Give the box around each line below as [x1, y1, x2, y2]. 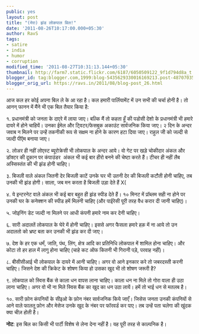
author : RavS [6, 31, 38, 37]
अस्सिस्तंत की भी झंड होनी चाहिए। [6, 161, 71, 167]
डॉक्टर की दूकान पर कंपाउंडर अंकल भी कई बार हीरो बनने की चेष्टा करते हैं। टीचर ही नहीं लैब [6, 154, 181, 161]
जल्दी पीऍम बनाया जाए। [6, 135, 50, 142]
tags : [6, 36, 20, 42]
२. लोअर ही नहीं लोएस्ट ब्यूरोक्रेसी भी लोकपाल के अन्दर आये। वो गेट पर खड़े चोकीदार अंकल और [6, 147, 185, 154]
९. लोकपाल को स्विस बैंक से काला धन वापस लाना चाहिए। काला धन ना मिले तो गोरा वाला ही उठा [6, 277, 184, 284]
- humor [6, 53, 25, 59]
